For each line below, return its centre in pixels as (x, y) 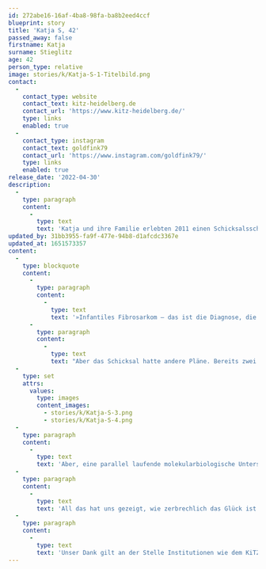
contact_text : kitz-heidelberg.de (79, 104)
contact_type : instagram (63, 140)
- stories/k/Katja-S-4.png (88, 420)
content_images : (63, 406)
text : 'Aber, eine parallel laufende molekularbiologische (136, 465)
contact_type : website (60, 97)
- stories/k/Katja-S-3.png (88, 413)
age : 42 (21, 60)
